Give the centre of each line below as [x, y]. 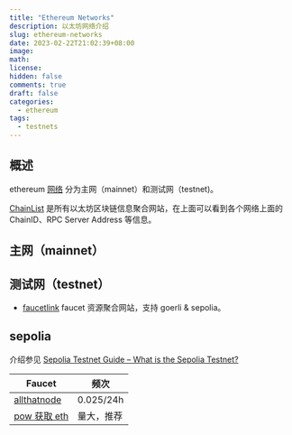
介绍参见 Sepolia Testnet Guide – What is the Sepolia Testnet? [124, 359]
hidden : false [36, 77]
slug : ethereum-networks [56, 34]
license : [26, 69]
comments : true [38, 85]
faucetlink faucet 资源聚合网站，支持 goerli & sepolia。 [124, 308]
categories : [32, 102]
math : [19, 60]
